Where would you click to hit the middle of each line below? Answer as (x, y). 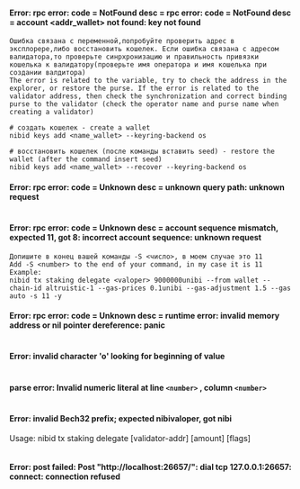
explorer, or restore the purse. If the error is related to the (134, 89)
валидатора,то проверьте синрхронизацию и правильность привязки (134, 57)
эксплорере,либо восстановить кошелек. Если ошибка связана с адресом (144, 50)
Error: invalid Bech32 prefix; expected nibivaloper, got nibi (120, 418)
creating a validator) (52, 113)
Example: (26, 272)
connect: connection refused (65, 476)
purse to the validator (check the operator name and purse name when (144, 104)
